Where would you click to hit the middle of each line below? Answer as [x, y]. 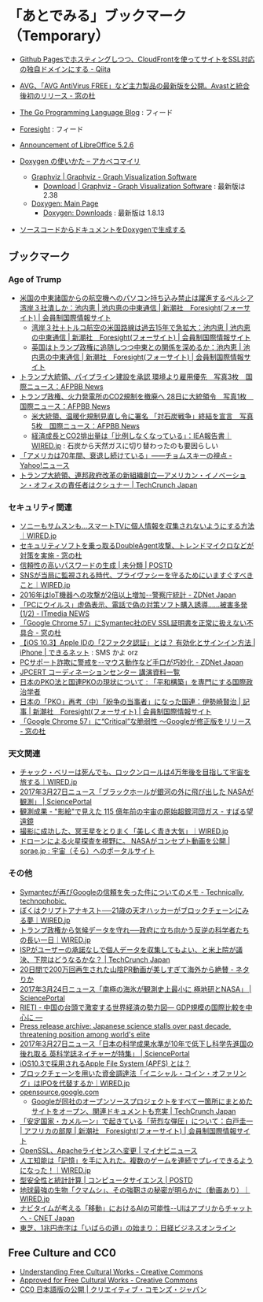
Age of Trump [35, 280]
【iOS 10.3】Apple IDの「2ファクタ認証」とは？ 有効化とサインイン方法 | [137, 642]
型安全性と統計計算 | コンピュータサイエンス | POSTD [106, 1180]
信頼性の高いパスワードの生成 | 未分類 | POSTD [96, 565]
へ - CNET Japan [47, 1218]
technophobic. [43, 901]
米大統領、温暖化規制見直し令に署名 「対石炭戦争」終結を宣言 [132, 416]
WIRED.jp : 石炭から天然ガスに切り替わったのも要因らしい [124, 445]
